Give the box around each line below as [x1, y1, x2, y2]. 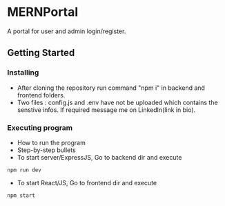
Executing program [7, 122, 73, 132]
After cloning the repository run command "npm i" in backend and [17, 84, 206, 92]
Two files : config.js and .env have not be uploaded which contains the [17, 98, 219, 106]
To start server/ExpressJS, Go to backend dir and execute [17, 153, 182, 161]
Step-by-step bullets [17, 146, 76, 154]
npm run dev [7, 167, 41, 174]
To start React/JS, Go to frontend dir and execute [17, 178, 157, 187]
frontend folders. [17, 91, 66, 99]
